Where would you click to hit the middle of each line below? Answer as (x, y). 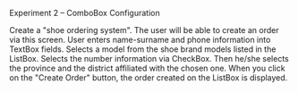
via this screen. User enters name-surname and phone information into (140, 40)
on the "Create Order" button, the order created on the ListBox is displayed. (149, 78)
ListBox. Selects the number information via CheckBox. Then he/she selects (149, 59)
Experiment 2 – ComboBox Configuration (85, 13)
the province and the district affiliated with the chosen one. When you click (147, 68)
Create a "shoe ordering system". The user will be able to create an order (144, 30)
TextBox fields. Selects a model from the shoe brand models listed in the (143, 49)
